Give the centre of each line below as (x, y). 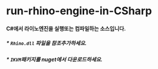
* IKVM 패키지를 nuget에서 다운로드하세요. (55, 59)
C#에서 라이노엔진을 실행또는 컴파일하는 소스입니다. (66, 29)
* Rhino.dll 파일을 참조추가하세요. (47, 43)
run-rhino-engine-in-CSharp (79, 11)
